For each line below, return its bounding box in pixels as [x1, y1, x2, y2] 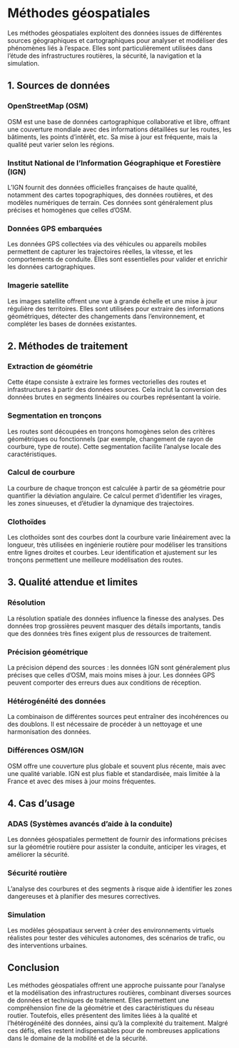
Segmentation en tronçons [7, 410, 102, 420]
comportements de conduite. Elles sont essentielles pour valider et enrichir [7, 255, 228, 263]
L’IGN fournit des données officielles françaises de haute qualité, [7, 183, 198, 191]
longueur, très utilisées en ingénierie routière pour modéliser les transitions [7, 540, 228, 549]
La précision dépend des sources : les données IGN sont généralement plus [7, 663, 230, 672]
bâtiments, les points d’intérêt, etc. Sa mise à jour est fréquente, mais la [7, 132, 218, 141]
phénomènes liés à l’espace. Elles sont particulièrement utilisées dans [7, 44, 213, 52]
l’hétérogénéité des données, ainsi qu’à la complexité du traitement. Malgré [7, 1019, 228, 1027]
